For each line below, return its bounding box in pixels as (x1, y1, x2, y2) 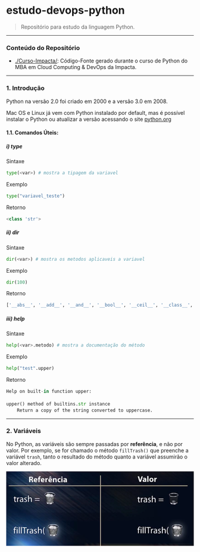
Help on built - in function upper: (6, 388, 92, 395)
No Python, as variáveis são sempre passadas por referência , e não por (6, 440, 183, 447)
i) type (6, 142, 23, 149)
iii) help (6, 315, 25, 322)
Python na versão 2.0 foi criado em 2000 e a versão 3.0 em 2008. (6, 98, 168, 105)
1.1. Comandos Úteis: (6, 129, 59, 136)
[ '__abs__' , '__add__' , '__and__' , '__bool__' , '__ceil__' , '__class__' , (6, 302, 193, 308)
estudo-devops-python (6, 4, 125, 17)
